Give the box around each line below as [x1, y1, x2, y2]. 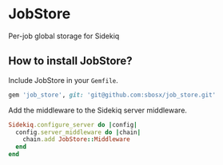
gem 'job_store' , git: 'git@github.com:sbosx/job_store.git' [8, 91, 217, 99]
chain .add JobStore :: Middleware [22, 136, 130, 143]
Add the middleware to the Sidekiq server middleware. [8, 105, 188, 115]
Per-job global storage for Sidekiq [8, 31, 120, 41]
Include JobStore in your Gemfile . [8, 75, 118, 84]
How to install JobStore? [8, 54, 133, 68]
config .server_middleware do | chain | [15, 128, 141, 136]
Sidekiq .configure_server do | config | [8, 120, 137, 128]
